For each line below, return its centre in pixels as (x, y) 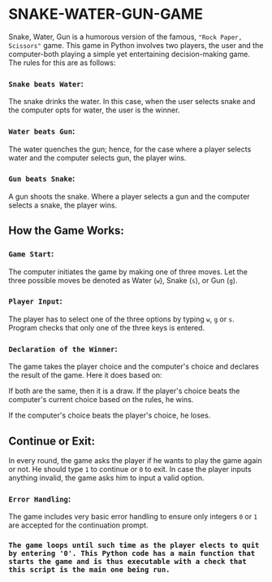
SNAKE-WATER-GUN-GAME (106, 14)
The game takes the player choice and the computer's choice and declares (134, 366)
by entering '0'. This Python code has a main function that (132, 554)
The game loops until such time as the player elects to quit (134, 545)
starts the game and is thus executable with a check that (127, 562)
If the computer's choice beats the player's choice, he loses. (110, 415)
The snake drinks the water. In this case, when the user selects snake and (132, 102)
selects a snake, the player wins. (63, 205)
